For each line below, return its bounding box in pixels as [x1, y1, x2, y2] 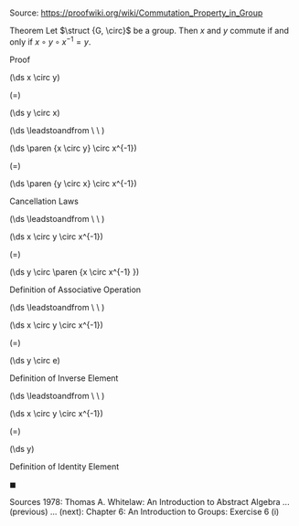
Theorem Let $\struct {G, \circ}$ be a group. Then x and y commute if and [9, 26, 290, 37]
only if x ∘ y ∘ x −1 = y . [9, 35, 91, 47]
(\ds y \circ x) [9, 107, 61, 118]
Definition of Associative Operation [9, 284, 142, 295]
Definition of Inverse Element [9, 373, 119, 384]
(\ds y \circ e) [9, 354, 61, 365]
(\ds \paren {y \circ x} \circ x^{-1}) [9, 177, 137, 189]
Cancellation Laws [9, 195, 80, 206]
